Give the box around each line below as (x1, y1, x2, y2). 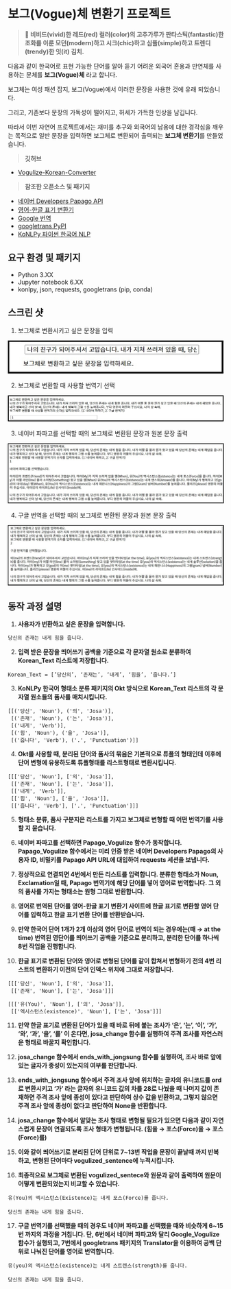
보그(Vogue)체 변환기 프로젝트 (8, 6, 171, 22)
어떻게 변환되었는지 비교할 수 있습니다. (17, 1180, 120, 1188)
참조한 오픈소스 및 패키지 (24, 182, 90, 191)
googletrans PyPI (17, 221, 67, 230)
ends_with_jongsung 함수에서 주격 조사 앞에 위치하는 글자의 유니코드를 (17, 1076, 211, 1084)
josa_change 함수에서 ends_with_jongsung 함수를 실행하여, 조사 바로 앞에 (17, 1053, 222, 1061)
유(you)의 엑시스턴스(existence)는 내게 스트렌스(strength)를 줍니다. (8, 1262, 188, 1269)
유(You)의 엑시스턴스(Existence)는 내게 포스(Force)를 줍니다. (8, 1194, 169, 1202)
